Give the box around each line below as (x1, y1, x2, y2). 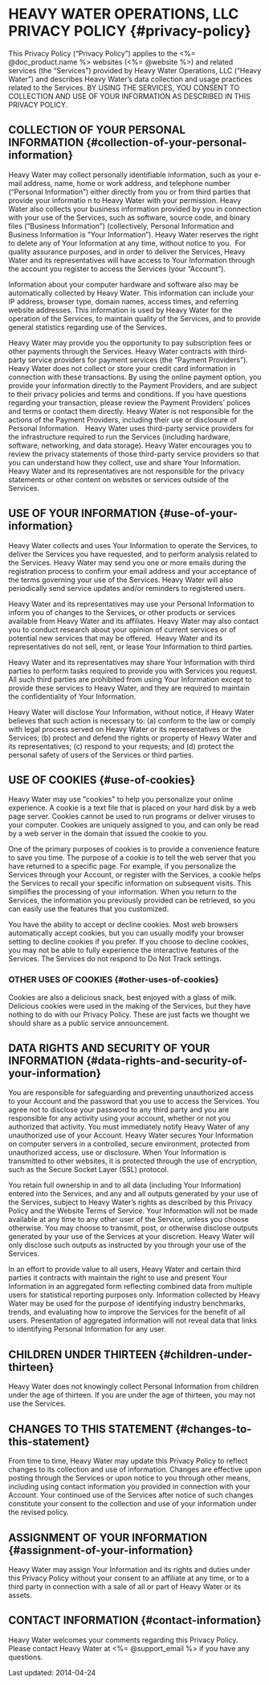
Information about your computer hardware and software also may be (8, 279, 238, 289)
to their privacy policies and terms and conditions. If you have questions (8, 389, 247, 399)
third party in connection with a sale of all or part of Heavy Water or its (8, 1581, 242, 1591)
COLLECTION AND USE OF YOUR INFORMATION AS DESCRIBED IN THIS (8, 91, 251, 101)
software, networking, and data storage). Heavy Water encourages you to (8, 440, 252, 450)
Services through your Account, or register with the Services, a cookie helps (8, 870, 261, 880)
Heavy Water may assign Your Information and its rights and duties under (8, 1564, 251, 1574)
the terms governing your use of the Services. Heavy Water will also (8, 575, 234, 584)
